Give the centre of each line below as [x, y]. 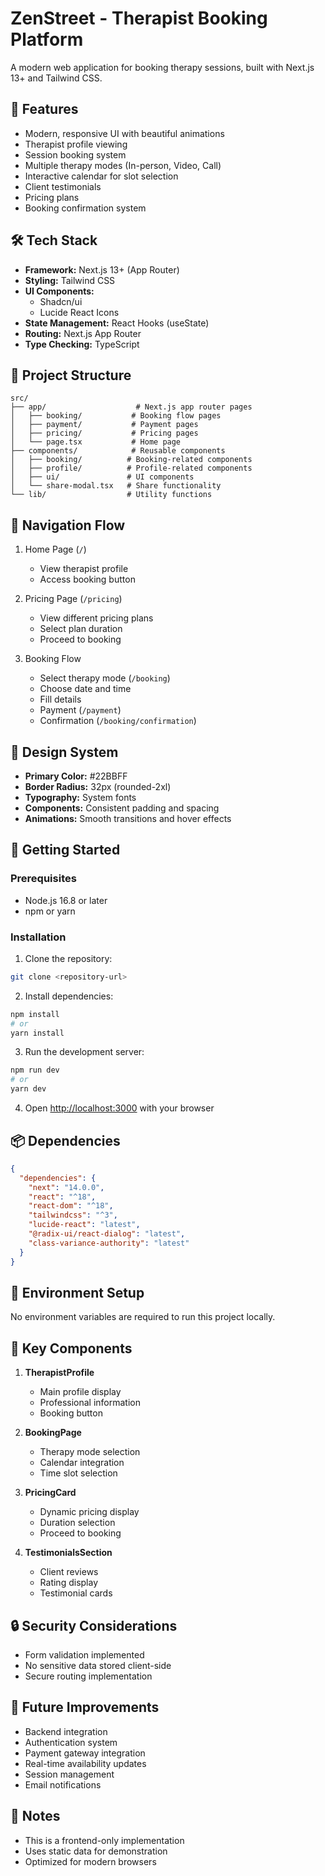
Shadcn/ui [61, 301]
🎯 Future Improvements [85, 1707]
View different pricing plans [96, 618]
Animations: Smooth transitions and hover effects [128, 818]
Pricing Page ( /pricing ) [73, 599]
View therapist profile [84, 569]
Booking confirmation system [85, 208]
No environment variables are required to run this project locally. [143, 1317]
